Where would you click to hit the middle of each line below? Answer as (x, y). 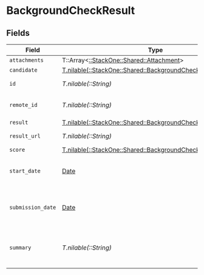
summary (20, 247)
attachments (27, 60)
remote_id (23, 105)
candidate (23, 70)
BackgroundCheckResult (71, 11)
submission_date (33, 207)
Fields (18, 33)
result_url (25, 136)
